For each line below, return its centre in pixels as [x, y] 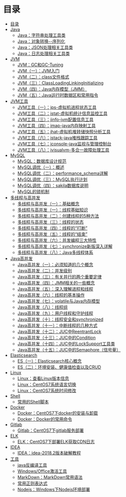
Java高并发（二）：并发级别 [45, 271]
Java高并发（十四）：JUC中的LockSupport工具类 [66, 344]
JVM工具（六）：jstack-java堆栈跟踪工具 [57, 138]
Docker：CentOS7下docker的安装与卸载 [58, 413]
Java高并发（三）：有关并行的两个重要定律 [59, 276]
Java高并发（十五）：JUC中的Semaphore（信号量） [69, 350]
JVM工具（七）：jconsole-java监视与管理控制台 [64, 144]
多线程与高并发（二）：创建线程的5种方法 [58, 216]
